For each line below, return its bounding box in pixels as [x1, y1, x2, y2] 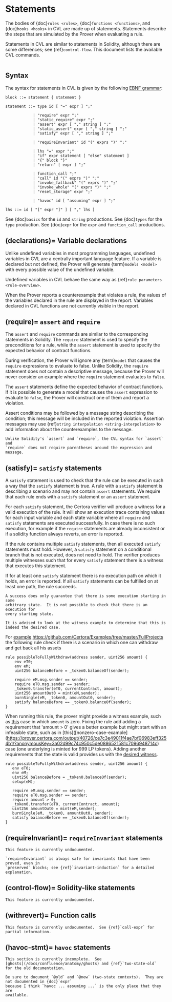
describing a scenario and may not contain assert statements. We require [5, 488, 161, 494]
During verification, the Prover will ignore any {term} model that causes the [5, 357, 161, 363]
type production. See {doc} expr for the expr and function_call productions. [5, 221, 165, 227]
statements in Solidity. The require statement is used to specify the [5, 337, 147, 343]
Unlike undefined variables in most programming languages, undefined [5, 250, 155, 256]
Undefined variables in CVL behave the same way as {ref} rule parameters [5, 276, 162, 282]
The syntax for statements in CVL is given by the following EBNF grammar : [5, 85, 163, 91]
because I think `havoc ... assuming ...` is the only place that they [5, 984, 161, 989]
